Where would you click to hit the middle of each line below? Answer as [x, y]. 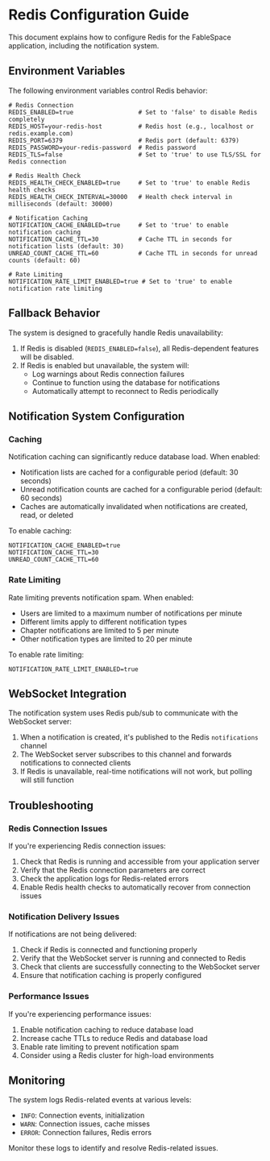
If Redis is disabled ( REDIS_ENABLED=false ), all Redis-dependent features [139, 348]
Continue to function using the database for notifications [126, 382]
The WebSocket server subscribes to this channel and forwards [126, 754]
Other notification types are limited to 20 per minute [106, 639]
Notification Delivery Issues [64, 916]
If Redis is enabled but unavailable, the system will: [104, 365]
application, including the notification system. [84, 45]
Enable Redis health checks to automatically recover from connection [135, 887]
